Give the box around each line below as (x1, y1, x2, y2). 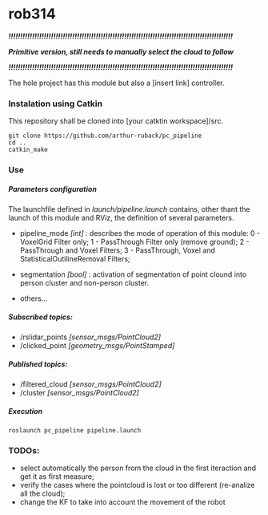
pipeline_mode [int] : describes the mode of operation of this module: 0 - (19, 229, 261, 238)
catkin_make (8, 146, 48, 154)
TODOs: (8, 444, 40, 456)
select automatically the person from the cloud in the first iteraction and (19, 463, 257, 473)
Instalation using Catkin (8, 98, 102, 109)
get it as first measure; (19, 472, 94, 481)
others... (19, 294, 48, 303)
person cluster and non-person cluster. (19, 278, 150, 288)
